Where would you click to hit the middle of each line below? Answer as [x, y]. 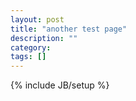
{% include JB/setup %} [60, 85]
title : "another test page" [69, 29]
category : [31, 47]
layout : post [37, 19]
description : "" [44, 38]
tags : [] [28, 57]
